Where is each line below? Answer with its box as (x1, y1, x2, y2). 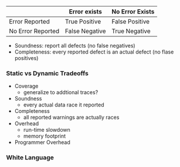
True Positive (64, 18, 101, 25)
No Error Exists (111, 8, 155, 15)
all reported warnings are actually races (23, 114, 120, 121)
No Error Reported (9, 27, 60, 35)
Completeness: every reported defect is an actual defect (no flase (14, 48, 174, 55)
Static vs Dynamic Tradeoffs (6, 69, 89, 77)
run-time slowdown (23, 126, 70, 133)
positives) (14, 55, 39, 61)
